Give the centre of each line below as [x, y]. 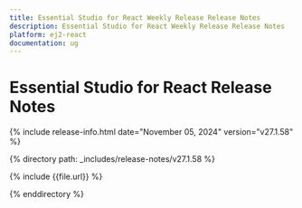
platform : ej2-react [48, 34]
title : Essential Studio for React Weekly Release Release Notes [135, 18]
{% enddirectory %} [47, 194]
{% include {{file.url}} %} [56, 176]
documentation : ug [44, 43]
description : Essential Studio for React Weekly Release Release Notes [147, 26]
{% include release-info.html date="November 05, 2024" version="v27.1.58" [151, 132]
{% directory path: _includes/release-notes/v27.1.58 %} [112, 159]
